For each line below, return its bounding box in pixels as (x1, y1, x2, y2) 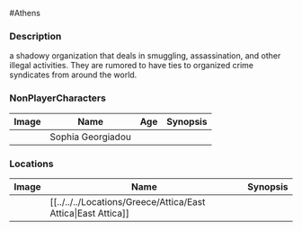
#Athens (9, 8, 40, 18)
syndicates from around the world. (9, 69, 138, 80)
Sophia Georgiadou (49, 130, 132, 143)
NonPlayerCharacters (9, 92, 106, 104)
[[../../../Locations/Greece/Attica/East (49, 195, 206, 208)
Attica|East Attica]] (49, 207, 130, 219)
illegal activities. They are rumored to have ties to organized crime (9, 60, 254, 71)
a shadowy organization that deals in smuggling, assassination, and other (9, 50, 281, 61)
